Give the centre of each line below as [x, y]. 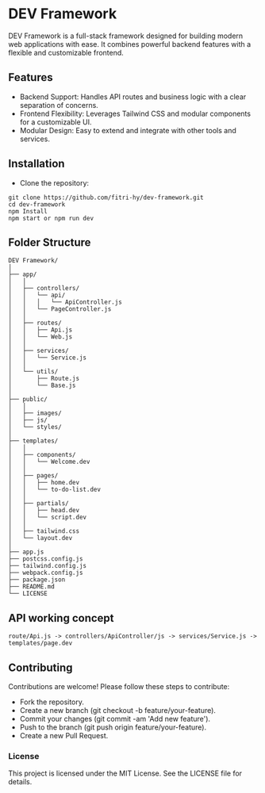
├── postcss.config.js [46, 559]
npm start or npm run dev [51, 218]
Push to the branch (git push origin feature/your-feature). [113, 727]
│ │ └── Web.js [40, 337]
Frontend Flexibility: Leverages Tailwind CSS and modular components [135, 113]
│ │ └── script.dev [48, 517]
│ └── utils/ [33, 372]
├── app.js [26, 552]
